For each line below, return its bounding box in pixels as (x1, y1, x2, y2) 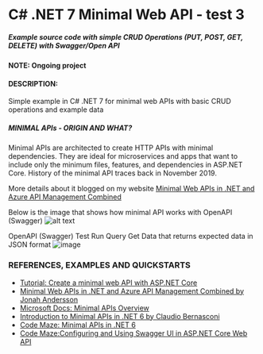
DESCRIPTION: (8, 79, 58, 88)
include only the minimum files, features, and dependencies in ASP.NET (8, 160, 243, 170)
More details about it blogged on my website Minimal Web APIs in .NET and (8, 184, 255, 194)
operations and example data (8, 105, 104, 114)
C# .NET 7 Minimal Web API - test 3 (8, 6, 245, 24)
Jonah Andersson (19, 294, 78, 304)
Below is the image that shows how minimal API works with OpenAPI (8, 208, 233, 217)
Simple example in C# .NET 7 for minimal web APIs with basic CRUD (8, 97, 232, 106)
